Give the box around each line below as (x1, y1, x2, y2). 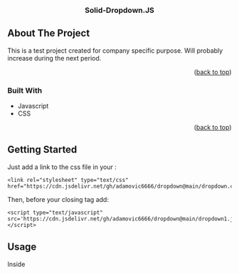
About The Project (7, 27, 90, 39)
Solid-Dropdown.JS (85, 5, 154, 15)
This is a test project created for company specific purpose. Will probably (7, 46, 223, 55)
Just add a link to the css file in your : (7, 163, 117, 171)
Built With (7, 85, 43, 95)
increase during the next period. (7, 54, 102, 62)
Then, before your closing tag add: (7, 195, 109, 203)
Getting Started (7, 143, 78, 156)
